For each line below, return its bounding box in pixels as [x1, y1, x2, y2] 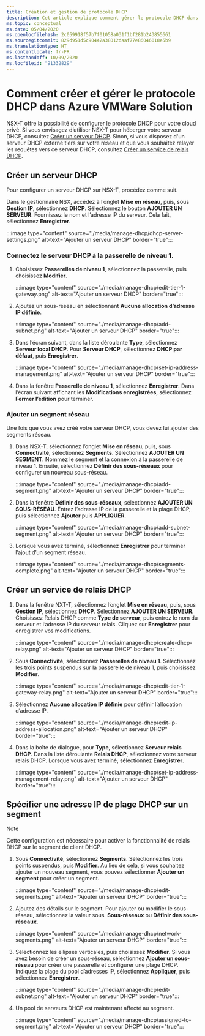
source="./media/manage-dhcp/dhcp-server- [68, 230, 184, 237]
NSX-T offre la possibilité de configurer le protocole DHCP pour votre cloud [6, 120, 196, 127]
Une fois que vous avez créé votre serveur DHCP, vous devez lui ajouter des [6, 424, 199, 432]
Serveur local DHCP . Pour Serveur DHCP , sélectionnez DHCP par [15, 345, 182, 353]
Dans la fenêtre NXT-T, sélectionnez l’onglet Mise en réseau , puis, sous [15, 601, 196, 608]
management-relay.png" [15, 775, 77, 783]
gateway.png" [15, 290, 51, 298]
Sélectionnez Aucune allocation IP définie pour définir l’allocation [15, 700, 182, 708]
